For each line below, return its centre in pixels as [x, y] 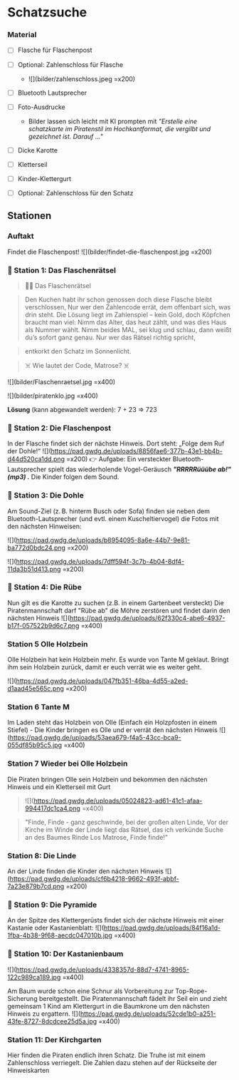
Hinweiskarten [28, 1070]
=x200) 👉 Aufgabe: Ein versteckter [119, 459]
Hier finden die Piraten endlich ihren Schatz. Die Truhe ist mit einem [107, 1055]
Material [22, 35]
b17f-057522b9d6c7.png [43, 625]
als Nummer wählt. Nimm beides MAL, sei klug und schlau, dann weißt [128, 329]
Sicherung [22, 998]
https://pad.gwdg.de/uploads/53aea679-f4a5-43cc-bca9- [95, 738]
